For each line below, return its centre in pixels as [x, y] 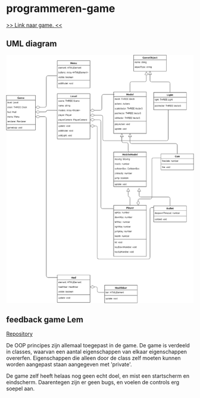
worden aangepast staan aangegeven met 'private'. [69, 365]
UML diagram [32, 44]
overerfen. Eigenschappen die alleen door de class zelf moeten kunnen [93, 358]
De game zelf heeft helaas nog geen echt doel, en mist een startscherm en [98, 376]
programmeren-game [61, 9]
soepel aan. [21, 388]
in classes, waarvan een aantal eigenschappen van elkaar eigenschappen [97, 352]
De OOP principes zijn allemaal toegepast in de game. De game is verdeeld [98, 346]
